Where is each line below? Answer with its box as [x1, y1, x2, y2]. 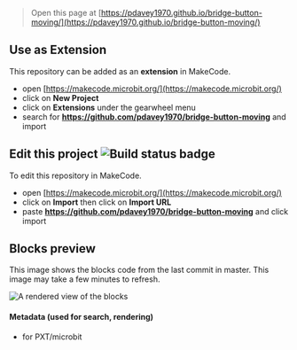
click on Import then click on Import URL [21, 197, 172, 207]
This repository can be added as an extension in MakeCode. [9, 66, 231, 76]
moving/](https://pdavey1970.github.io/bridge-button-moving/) [30, 17, 261, 27]
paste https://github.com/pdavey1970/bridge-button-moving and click [21, 206, 289, 216]
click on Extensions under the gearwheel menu [21, 102, 197, 113]
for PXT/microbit [21, 331, 82, 342]
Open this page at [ [30, 8, 102, 18]
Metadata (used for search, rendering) [9, 312, 153, 323]
